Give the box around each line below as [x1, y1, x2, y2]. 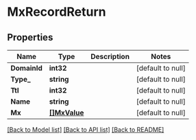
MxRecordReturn [7, 4, 106, 20]
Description [90, 52, 130, 61]
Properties [7, 32, 53, 43]
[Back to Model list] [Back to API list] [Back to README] [7, 126, 164, 134]
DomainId [10, 63, 43, 73]
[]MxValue [49, 108, 84, 117]
